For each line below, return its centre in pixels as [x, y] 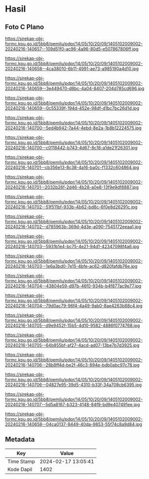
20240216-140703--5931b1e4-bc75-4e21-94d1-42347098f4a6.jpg [72, 246]
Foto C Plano [25, 27]
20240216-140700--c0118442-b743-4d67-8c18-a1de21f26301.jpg [71, 148]
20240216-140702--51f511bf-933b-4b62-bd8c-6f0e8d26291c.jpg [71, 207]
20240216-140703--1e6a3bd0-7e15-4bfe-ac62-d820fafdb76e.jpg [71, 266]
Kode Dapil [20, 469]
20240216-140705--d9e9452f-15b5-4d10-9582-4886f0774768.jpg [73, 325]
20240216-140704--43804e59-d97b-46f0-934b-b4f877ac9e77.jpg [73, 286]
